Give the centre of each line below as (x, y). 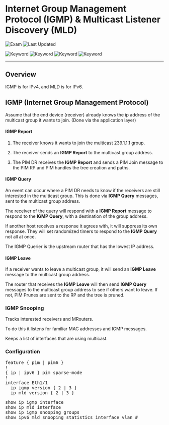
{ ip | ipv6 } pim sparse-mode (44, 373)
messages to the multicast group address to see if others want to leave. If (81, 290)
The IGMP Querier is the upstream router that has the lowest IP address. (80, 246)
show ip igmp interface (34, 402)
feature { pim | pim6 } (34, 362)
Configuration (23, 352)
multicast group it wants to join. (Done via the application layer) (71, 120)
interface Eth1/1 (26, 383)
